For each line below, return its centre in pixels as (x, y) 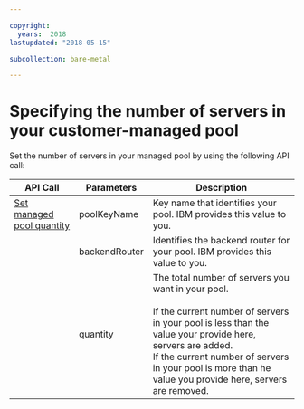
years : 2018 (42, 34)
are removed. (181, 391)
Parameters (111, 188)
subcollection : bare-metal (60, 59)
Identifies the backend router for (221, 241)
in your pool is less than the (211, 323)
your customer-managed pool (124, 131)
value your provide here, (204, 334)
